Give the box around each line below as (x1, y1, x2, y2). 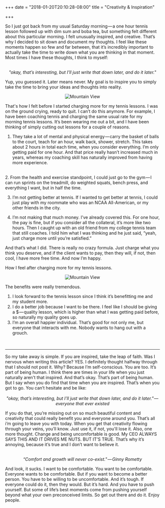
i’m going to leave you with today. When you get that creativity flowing (5, 420, 147, 426)
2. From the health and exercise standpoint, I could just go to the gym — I (5, 175, 152, 180)
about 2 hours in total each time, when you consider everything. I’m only (12, 144, 159, 149)
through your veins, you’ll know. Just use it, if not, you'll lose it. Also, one (5, 426, 152, 432)
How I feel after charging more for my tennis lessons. (5, 265, 112, 270)
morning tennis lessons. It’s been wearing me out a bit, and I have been (5, 119, 149, 124)
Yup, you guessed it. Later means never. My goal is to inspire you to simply (5, 79, 157, 85)
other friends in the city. (12, 205, 61, 210)
